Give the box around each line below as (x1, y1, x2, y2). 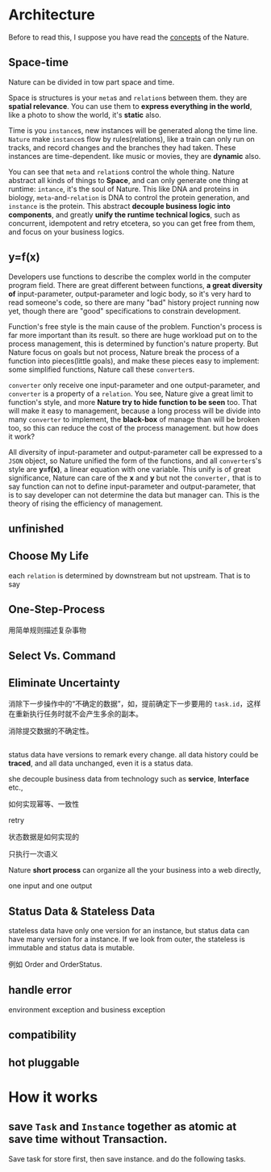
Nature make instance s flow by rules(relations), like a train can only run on (8, 134, 256, 144)
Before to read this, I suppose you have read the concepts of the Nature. (8, 32, 249, 42)
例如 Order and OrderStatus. (8, 959, 102, 969)
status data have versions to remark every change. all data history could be (8, 750, 259, 760)
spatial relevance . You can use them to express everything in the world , (8, 101, 252, 111)
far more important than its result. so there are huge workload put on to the (8, 330, 258, 340)
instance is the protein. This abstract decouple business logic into (8, 201, 231, 211)
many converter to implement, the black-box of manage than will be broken (8, 414, 261, 424)
